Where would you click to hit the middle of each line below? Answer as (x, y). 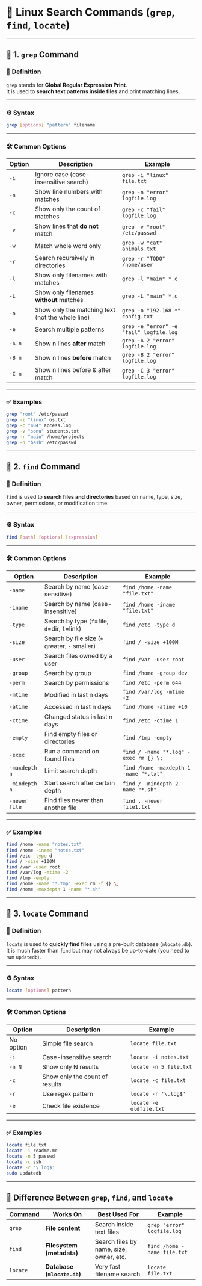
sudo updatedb (24, 1173)
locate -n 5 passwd (31, 1157)
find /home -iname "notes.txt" (45, 850)
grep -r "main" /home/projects (45, 437)
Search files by (116, 1242)
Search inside (114, 1225)
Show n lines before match (73, 358)
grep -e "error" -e (150, 326)
